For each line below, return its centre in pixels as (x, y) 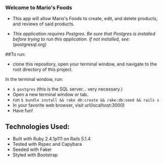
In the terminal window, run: (34, 79)
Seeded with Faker (32, 150)
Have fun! (23, 111)
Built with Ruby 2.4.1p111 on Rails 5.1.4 (52, 139)
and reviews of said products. (44, 24)
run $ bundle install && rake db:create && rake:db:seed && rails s (86, 100)
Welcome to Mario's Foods (39, 8)
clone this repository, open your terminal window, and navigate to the (85, 64)
